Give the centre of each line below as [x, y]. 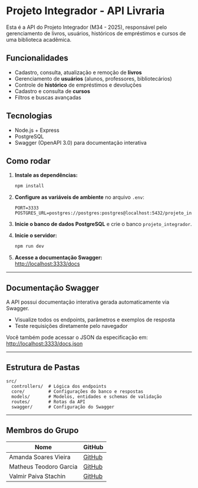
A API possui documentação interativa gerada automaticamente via [88, 302]
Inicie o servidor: [36, 235]
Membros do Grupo [42, 431]
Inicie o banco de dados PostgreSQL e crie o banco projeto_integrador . [103, 224]
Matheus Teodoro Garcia [43, 466]
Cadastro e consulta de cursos [52, 91]
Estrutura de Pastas [43, 368]
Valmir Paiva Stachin [37, 476]
